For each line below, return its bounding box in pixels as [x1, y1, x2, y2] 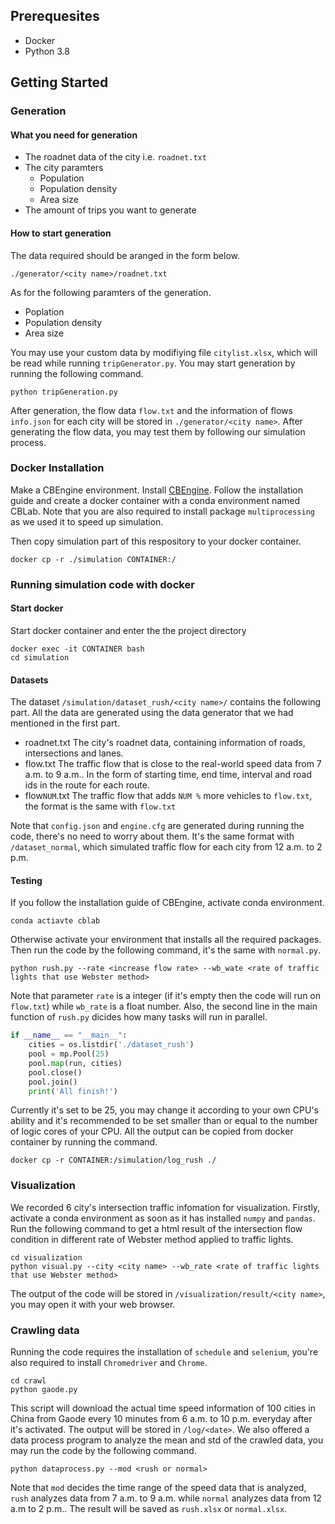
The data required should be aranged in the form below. [10, 249, 241, 261]
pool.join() [28, 1077, 78, 1087]
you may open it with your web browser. [10, 1298, 176, 1310]
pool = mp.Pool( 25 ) [28, 1049, 110, 1059]
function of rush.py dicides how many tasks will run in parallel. [10, 1011, 268, 1023]
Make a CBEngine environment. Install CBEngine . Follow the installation [10, 484, 303, 496]
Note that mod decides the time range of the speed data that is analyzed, [10, 1482, 307, 1494]
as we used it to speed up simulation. [10, 515, 164, 528]
